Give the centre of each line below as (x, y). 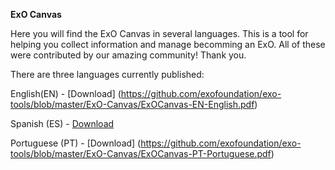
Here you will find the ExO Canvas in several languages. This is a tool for (159, 33)
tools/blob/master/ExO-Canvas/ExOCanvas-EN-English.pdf (132, 104)
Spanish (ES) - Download (62, 123)
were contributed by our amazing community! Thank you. (128, 55)
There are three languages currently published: (107, 74)
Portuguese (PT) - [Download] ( (76, 143)
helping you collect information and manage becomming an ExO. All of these (168, 44)
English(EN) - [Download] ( (66, 93)
